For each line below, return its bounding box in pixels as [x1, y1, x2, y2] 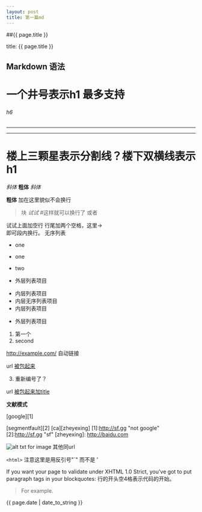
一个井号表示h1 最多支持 [6, 88, 125, 102]
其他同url [52, 443, 75, 451]
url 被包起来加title [6, 388, 50, 395]
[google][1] [6, 413, 34, 420]
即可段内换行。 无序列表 [6, 229, 66, 236]
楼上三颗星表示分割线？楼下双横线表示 [6, 150, 197, 163]
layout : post [6, 8, 39, 15]
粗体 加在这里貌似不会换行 [6, 196, 71, 203]
